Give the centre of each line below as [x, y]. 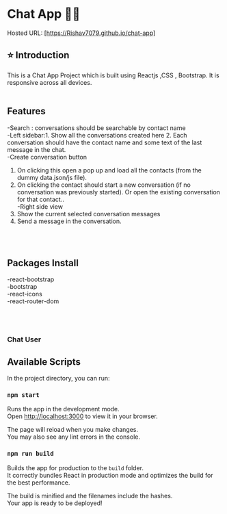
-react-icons [25, 294]
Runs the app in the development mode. [63, 409]
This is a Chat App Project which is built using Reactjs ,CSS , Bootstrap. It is [113, 75]
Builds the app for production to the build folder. [76, 467]
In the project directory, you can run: [58, 378]
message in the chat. [37, 149]
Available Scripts [44, 362]
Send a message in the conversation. [69, 221]
